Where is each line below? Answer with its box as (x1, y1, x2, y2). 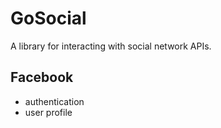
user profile (24, 106, 73, 118)
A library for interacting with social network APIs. (10, 40, 212, 52)
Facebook (10, 69, 74, 86)
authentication (24, 95, 85, 107)
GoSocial (10, 7, 87, 30)
